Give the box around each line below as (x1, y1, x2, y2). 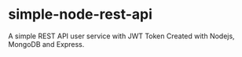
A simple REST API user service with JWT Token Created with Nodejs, (8, 31, 235, 41)
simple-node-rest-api (8, 5, 153, 23)
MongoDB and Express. (8, 39, 85, 48)
